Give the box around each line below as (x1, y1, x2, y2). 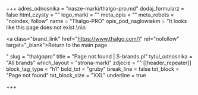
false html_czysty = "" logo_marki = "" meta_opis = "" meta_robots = (6, 11, 174, 18)
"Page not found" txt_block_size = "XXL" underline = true (6, 72, 147, 78)
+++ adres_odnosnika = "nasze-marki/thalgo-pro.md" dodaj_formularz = (6, 5, 185, 12)
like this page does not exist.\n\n (6, 24, 86, 31)
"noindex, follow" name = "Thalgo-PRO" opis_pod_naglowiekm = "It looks (6, 18, 187, 24)
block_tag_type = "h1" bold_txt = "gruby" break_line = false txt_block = (6, 65, 180, 73)
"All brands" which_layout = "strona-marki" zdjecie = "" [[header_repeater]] (6, 59, 191, 66)
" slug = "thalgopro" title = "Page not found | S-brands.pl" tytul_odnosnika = (6, 53, 193, 60)
